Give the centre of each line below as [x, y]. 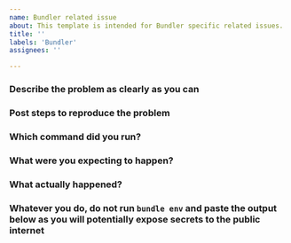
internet [27, 230]
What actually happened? [66, 184]
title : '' [28, 34]
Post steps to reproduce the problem [90, 113]
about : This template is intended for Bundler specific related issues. [146, 26]
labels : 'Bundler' [43, 42]
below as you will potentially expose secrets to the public [135, 219]
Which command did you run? [75, 137]
